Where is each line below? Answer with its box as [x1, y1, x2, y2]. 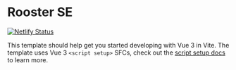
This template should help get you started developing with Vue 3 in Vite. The [7, 41, 230, 49]
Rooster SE [7, 4, 73, 20]
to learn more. [7, 55, 48, 64]
